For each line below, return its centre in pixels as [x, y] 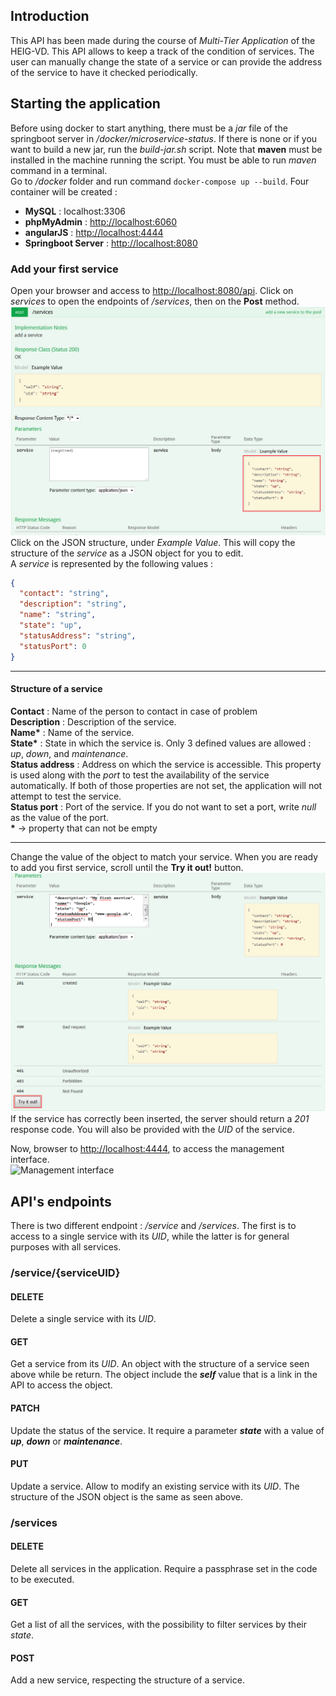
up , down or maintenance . [66, 1441]
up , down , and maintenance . [69, 753]
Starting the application [85, 104]
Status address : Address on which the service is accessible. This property [166, 764]
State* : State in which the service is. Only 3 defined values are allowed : [161, 743]
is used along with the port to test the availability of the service [140, 775]
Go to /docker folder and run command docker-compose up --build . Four [160, 181]
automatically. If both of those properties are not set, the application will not [166, 785]
